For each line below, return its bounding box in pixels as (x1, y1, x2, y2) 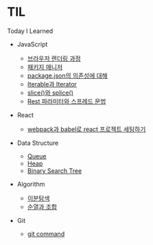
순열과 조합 (27, 202, 57, 211)
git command (27, 229, 65, 237)
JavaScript (16, 40, 48, 48)
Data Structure (16, 139, 59, 147)
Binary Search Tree (27, 166, 82, 175)
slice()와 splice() (27, 89, 74, 97)
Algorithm (16, 180, 45, 188)
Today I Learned (7, 27, 54, 35)
